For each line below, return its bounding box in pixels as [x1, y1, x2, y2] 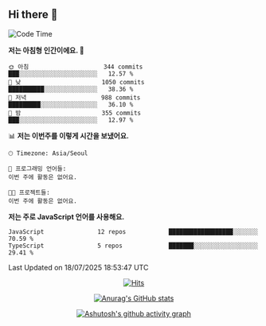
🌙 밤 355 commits [8, 109, 142, 117]
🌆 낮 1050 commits [8, 78, 145, 86]
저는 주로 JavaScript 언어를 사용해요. [8, 212, 125, 221]
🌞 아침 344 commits [8, 63, 143, 71]
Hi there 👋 [8, 8, 58, 21]
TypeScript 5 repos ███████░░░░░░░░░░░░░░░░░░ [8, 242, 259, 250]
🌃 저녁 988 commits [8, 93, 141, 102]
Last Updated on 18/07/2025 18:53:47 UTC [8, 262, 149, 272]
